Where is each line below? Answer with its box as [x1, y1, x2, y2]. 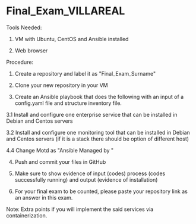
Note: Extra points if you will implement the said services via [6, 206, 154, 213]
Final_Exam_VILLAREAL [6, 4, 125, 18]
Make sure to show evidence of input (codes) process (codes [14, 170, 166, 177]
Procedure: [6, 58, 34, 66]
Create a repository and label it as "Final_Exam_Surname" [14, 70, 156, 77]
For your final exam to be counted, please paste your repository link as [14, 188, 188, 195]
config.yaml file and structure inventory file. [14, 99, 122, 107]
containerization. [6, 211, 48, 219]
